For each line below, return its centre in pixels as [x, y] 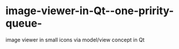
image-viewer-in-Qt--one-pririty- [90, 11]
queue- [24, 23]
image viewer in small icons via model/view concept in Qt [75, 40]
